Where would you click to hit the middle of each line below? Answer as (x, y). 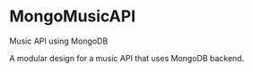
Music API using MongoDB (59, 41)
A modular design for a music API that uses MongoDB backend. (127, 58)
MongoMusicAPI (73, 16)
